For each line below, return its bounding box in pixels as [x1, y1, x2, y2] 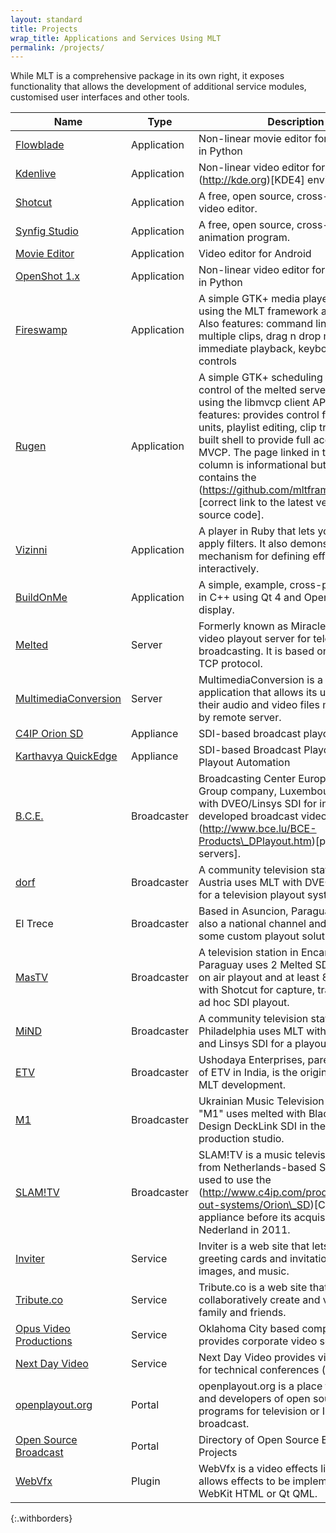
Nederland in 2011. [198, 1223, 291, 1237]
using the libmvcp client [198, 396, 310, 410]
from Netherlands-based [198, 1161, 317, 1175]
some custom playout [198, 929, 300, 943]
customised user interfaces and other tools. [10, 91, 190, 103]
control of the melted [198, 383, 297, 397]
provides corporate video [198, 1334, 318, 1348]
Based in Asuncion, [198, 904, 289, 918]
